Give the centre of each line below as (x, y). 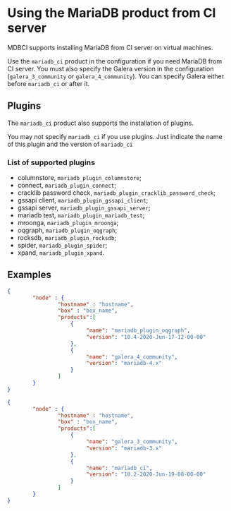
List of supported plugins (51, 162)
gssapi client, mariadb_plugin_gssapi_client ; (83, 200)
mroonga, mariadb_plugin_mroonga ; (68, 223)
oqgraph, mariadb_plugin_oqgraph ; (67, 230)
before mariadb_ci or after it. (49, 83)
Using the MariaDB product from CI (112, 13)
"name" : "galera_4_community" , (132, 357)
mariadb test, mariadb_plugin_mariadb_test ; (81, 215)
